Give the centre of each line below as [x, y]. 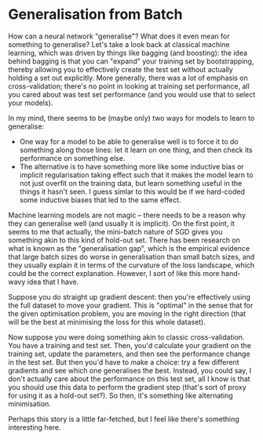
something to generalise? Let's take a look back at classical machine [119, 44]
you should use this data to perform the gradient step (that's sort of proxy [128, 387]
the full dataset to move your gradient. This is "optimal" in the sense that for [131, 305]
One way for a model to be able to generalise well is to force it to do [129, 141]
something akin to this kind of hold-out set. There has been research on [124, 240]
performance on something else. [72, 158]
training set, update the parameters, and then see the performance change [129, 354]
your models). [31, 103]
